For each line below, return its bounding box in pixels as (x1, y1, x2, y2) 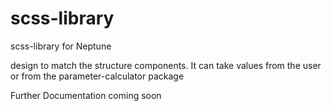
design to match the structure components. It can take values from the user (10, 59, 322, 71)
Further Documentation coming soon (10, 89, 162, 101)
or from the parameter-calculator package (10, 70, 185, 82)
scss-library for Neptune (10, 40, 112, 52)
